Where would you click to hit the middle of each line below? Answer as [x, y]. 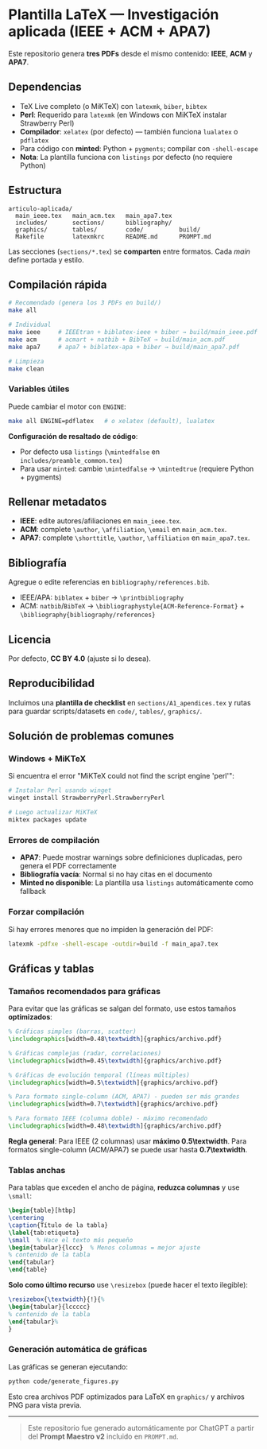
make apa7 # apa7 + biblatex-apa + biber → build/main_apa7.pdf [124, 347]
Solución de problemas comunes [91, 736]
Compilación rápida [58, 284]
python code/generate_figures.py [64, 1381]
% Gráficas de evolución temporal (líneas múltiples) [99, 1075]
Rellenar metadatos [58, 501]
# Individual [30, 325]
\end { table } [28, 1270]
